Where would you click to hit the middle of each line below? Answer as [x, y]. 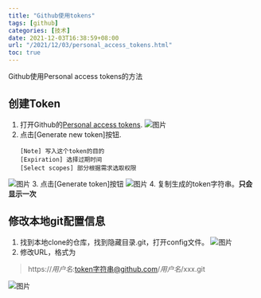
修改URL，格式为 [48, 252]
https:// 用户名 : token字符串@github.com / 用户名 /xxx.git [116, 269]
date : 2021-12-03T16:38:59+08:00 [64, 38]
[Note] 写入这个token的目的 [62, 151]
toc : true [25, 53]
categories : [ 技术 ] [39, 30]
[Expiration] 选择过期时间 [61, 159]
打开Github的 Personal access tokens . [81, 124]
